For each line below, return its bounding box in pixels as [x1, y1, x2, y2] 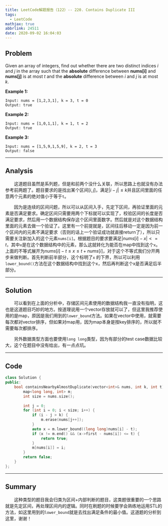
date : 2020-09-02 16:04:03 [5, 31, 61, 36]
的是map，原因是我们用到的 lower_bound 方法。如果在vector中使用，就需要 [9, 312, 161, 319]
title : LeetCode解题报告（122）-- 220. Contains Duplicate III [5, 7, 135, 13]
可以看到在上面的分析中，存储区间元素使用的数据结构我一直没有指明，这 [14, 300, 163, 306]
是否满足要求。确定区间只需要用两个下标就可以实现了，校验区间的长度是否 [9, 210, 163, 216]
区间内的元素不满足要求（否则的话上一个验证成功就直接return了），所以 [9, 229, 156, 235]
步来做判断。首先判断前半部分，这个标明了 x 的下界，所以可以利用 [5, 254, 140, 260]
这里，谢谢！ [5, 515, 31, 521]
